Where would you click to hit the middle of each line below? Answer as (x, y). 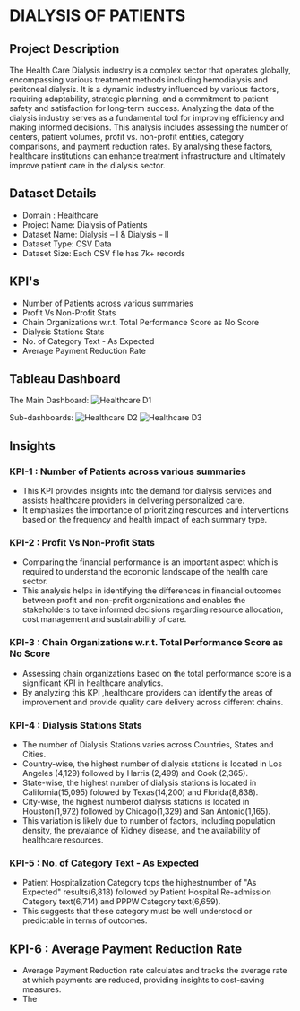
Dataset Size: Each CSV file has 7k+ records (103, 253)
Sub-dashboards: (42, 418)
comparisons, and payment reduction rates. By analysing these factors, (141, 146)
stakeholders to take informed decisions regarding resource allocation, (153, 609)
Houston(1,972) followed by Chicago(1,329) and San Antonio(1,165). (146, 811)
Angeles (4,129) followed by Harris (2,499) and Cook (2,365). (135, 773)
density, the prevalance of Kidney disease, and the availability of (141, 831)
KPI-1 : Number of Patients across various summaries (128, 471)
